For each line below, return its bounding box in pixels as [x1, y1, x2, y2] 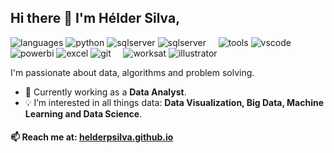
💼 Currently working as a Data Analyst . [24, 86, 187, 98]
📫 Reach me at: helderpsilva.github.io [10, 131, 174, 143]
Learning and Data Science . [24, 107, 143, 120]
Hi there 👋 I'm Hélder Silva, [10, 10, 181, 27]
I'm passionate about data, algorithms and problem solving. [10, 66, 255, 78]
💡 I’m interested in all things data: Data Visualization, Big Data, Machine [24, 96, 324, 108]
